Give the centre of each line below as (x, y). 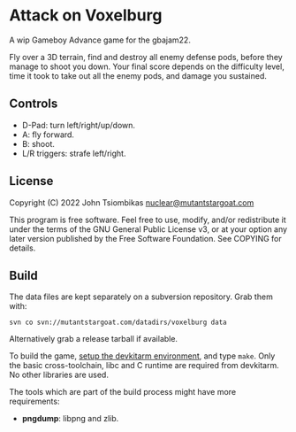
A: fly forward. (48, 135)
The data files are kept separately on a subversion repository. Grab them (141, 297)
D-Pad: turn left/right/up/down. (78, 125)
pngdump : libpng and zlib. (70, 419)
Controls (34, 104)
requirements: (34, 401)
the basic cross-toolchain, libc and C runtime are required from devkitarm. (144, 366)
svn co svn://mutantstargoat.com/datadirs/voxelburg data (118, 323)
